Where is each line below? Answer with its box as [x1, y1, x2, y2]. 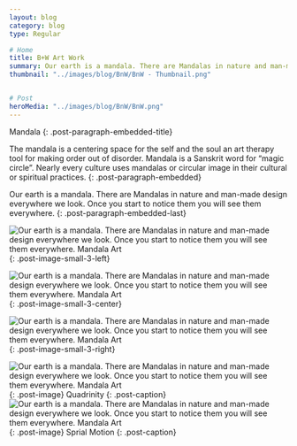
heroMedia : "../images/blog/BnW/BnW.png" [9, 102, 164, 111]
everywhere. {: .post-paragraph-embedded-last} [9, 207, 187, 218]
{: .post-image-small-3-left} [9, 253, 110, 264]
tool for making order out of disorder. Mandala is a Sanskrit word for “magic [9, 152, 285, 164]
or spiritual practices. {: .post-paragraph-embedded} [9, 172, 202, 182]
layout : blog [9, 12, 57, 22]
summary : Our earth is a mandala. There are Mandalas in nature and [9, 62, 267, 71]
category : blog [9, 21, 65, 30]
